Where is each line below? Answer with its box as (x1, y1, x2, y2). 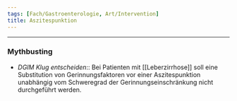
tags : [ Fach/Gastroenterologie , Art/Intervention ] (7, 10, 159, 18)
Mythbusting (7, 47, 53, 57)
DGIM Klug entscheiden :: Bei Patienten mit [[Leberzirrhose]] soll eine (17, 63, 219, 71)
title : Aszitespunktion (7, 17, 78, 24)
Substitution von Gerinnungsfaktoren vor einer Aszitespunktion (17, 70, 201, 78)
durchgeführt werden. (17, 85, 82, 94)
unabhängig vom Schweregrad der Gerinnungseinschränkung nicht (17, 78, 214, 86)
